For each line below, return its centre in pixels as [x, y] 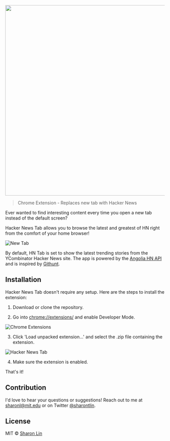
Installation [23, 280]
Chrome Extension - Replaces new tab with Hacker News [77, 203]
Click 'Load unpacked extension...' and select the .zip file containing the [88, 337]
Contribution [26, 388]
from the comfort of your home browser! [47, 233]
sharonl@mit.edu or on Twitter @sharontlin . [51, 405]
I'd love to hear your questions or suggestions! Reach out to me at [74, 400]
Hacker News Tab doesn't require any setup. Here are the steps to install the [85, 292]
